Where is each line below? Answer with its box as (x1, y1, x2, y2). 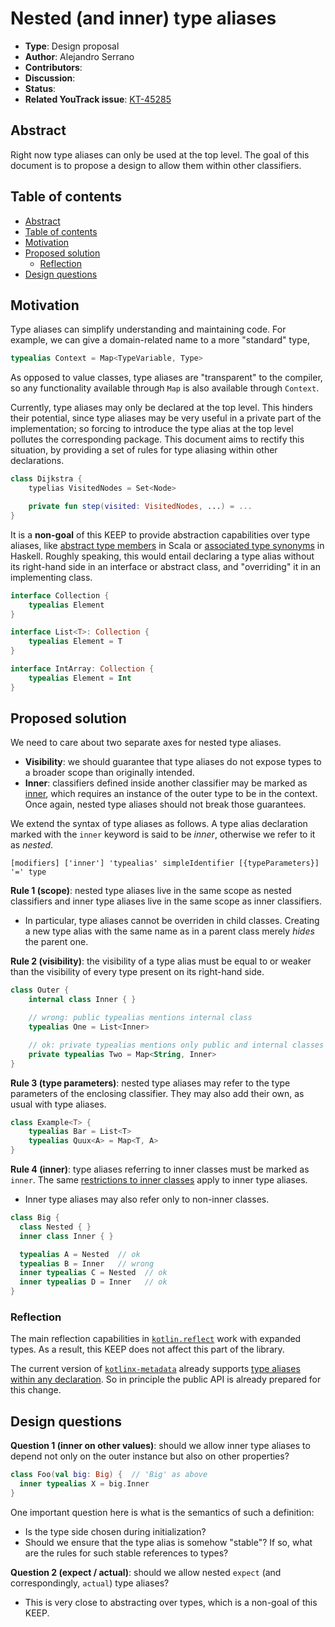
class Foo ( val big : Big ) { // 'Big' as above (10, 1470, 208, 1480)
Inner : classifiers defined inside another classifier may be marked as (24, 777, 308, 789)
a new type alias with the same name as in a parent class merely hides (24, 925, 315, 937)
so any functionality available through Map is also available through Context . (10, 382, 320, 394)
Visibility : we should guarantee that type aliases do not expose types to (24, 756, 322, 768)
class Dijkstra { (10, 474, 83, 484)
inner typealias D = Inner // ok (19, 1277, 168, 1287)
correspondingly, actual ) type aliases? (10, 1577, 170, 1589)
